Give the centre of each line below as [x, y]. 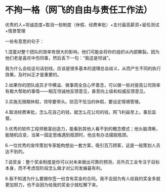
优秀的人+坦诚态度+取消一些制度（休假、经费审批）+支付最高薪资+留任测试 [82, 25]
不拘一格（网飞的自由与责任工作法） [79, 10]
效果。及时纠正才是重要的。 [33, 74]
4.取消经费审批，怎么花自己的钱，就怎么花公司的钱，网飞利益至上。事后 [79, 112]
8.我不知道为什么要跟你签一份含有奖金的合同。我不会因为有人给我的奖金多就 [83, 178]
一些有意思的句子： [25, 41]
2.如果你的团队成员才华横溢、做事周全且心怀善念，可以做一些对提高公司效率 [83, 85]
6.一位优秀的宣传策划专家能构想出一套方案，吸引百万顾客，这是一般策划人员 [83, 145]
